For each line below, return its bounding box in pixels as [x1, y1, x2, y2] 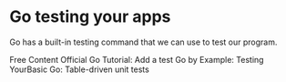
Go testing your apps [9, 6, 171, 27]
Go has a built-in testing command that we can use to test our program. [9, 36, 278, 47]
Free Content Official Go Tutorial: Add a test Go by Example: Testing [9, 54, 264, 65]
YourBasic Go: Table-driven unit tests [9, 64, 150, 75]
